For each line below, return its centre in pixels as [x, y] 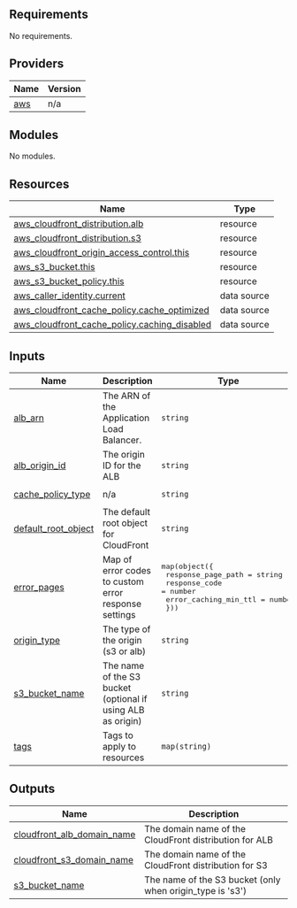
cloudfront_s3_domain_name [74, 859]
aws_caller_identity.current [70, 296]
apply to [119, 747]
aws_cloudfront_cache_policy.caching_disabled [113, 325]
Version [64, 88]
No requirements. [41, 35]
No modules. [32, 156]
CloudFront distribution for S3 [206, 865]
